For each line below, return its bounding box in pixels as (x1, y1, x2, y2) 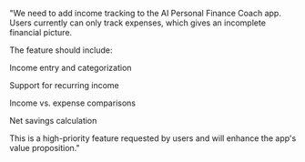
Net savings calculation (9, 116, 97, 126)
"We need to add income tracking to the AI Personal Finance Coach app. (9, 8, 282, 18)
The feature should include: (9, 45, 113, 56)
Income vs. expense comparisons (9, 97, 137, 108)
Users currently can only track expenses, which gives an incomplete (9, 17, 267, 28)
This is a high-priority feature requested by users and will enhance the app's (9, 133, 297, 144)
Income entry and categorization (9, 63, 132, 73)
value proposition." (9, 143, 80, 153)
